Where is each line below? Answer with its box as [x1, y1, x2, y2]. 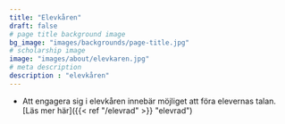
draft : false [9, 21, 58, 30]
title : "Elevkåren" [9, 12, 82, 22]
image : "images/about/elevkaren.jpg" [9, 54, 150, 63]
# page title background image [9, 29, 126, 38]
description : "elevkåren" [9, 71, 110, 80]
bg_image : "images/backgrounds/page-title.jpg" [9, 37, 190, 47]
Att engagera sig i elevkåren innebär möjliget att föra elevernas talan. [21, 95, 277, 106]
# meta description [9, 63, 82, 72]
